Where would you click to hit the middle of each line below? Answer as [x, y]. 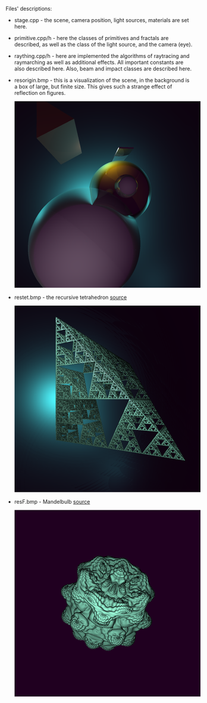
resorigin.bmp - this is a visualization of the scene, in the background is [102, 80]
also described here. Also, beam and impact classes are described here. [103, 69]
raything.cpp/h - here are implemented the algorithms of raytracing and [102, 56]
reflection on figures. [40, 93]
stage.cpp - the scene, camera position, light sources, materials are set [101, 20]
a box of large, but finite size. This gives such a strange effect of [93, 87]
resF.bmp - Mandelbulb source [52, 502]
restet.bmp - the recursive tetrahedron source [70, 297]
